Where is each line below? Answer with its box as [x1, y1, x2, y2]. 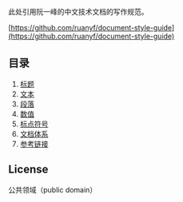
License [8, 163, 49, 176]
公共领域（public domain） [8, 184, 97, 194]
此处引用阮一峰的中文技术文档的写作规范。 [8, 7, 149, 16]
